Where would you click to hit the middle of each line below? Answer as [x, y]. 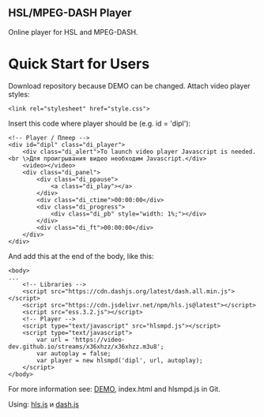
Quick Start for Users [79, 64]
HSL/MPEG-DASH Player [70, 13]
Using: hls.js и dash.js [43, 404]
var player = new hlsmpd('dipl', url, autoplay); [120, 360]
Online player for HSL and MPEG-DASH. [73, 32]
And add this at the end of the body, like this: [81, 256]
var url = [53, 340]
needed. [244, 152]
